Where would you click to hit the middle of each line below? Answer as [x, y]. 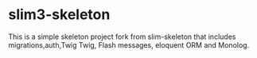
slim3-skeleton [59, 15]
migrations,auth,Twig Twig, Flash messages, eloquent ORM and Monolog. [129, 44]
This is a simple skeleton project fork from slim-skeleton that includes [122, 37]
